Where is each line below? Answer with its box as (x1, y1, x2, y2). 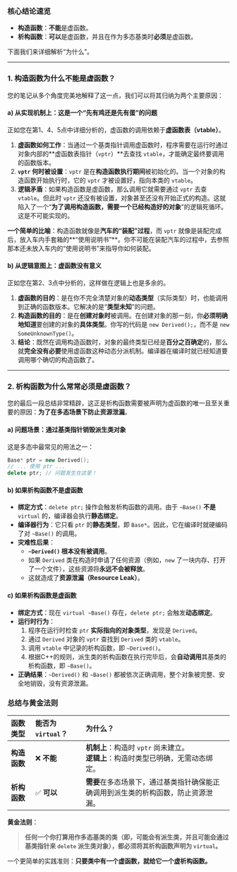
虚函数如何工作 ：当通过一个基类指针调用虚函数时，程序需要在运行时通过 (17, 140, 228, 149)
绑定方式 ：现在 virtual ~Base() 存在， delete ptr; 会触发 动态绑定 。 (17, 608, 217, 617)
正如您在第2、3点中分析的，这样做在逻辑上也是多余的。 (7, 279, 170, 287)
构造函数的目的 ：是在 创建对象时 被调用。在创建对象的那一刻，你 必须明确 (17, 311, 228, 320)
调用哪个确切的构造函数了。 (17, 356, 99, 364)
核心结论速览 (7, 6, 51, 16)
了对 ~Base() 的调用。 (17, 529, 81, 538)
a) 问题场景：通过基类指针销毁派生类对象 (7, 425, 126, 434)
